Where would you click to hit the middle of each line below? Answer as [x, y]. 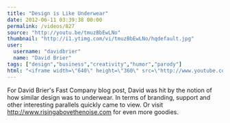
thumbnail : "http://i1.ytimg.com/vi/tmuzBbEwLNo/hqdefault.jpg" [101, 39]
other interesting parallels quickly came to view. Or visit [85, 105]
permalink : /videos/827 [41, 26]
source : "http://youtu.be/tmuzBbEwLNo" [64, 32]
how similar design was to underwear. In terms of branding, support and [109, 97]
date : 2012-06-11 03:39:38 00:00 [55, 20]
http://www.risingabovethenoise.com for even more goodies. [93, 112]
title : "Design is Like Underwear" [58, 13]
